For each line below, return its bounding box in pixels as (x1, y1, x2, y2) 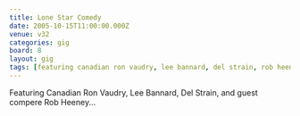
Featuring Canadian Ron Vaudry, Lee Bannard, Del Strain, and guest (9, 87, 259, 98)
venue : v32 (9, 29, 50, 38)
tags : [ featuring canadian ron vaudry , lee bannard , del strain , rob (9, 63, 274, 72)
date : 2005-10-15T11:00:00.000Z (9, 21, 129, 30)
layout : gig (9, 54, 54, 63)
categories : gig (9, 37, 70, 47)
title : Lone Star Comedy (9, 12, 102, 22)
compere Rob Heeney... (9, 96, 96, 107)
